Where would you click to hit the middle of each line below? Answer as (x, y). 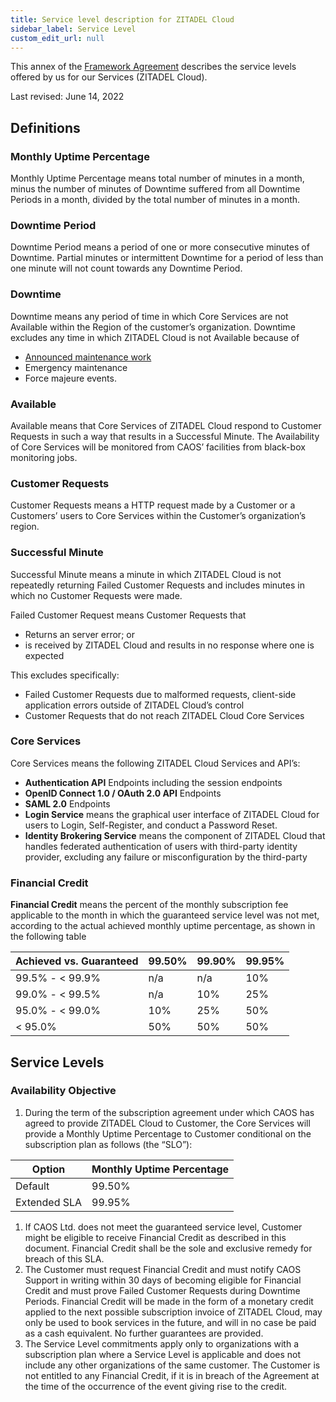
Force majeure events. (70, 378)
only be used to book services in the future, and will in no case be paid (170, 1322)
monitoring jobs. (44, 457)
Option (48, 1169)
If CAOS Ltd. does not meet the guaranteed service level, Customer (163, 1227)
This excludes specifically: (65, 675)
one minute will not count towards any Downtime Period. (126, 268)
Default (32, 1186)
